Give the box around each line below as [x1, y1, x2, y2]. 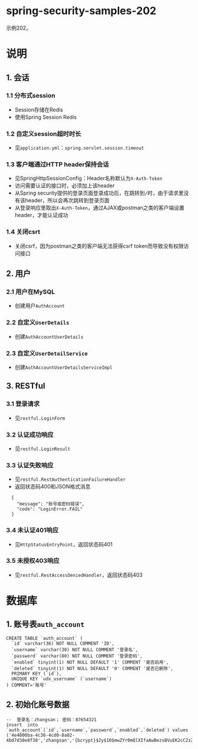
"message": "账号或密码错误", [16, 501, 85, 507]
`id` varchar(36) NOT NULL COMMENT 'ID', [11, 641, 115, 646]
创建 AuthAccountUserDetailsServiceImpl [14, 364, 113, 371]
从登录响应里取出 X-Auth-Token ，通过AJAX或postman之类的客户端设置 [14, 204, 184, 212]
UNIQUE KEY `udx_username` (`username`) [11, 676, 112, 682]
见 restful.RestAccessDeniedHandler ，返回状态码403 [14, 571, 143, 578]
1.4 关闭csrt [6, 228, 40, 236]
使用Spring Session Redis [14, 113, 77, 120]
